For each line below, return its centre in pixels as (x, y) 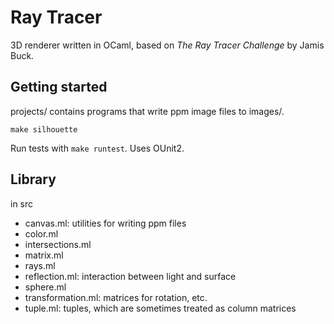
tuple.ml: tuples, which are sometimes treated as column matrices (160, 308)
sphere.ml (45, 287)
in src (22, 203)
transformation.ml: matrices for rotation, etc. (116, 297)
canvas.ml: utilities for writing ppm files (105, 223)
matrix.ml (44, 255)
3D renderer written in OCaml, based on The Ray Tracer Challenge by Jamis (167, 45)
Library (33, 179)
